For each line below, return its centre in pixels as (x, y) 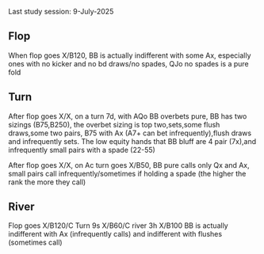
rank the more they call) (47, 182)
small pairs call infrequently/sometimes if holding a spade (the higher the (127, 173)
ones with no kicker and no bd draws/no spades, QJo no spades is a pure (129, 63)
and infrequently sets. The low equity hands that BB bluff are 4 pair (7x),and (132, 141)
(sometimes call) (35, 243)
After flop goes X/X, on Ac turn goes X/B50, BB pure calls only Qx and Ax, (129, 165)
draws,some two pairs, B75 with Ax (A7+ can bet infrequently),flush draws (130, 133)
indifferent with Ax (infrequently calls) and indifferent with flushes (115, 234)
